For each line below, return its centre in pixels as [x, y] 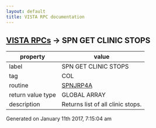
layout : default [26, 11]
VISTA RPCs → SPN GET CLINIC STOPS [78, 40]
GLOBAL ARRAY [84, 95]
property [33, 57]
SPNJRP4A [77, 86]
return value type [33, 95]
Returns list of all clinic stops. [102, 104]
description [25, 104]
